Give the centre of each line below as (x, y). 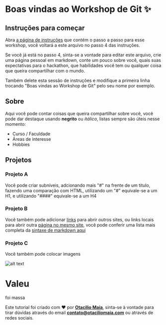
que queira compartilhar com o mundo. (45, 71)
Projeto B (16, 209)
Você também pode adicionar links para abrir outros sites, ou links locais (80, 219)
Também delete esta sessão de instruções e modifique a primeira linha (78, 80)
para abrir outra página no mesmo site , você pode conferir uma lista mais (80, 225)
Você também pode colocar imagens (43, 254)
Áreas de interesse (32, 139)
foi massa (15, 298)
